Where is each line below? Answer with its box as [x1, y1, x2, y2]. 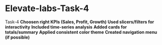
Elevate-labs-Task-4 [5, 3, 89, 14]
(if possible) [5, 34, 30, 40]
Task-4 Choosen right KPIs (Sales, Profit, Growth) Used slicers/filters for [5, 19, 154, 25]
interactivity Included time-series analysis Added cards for [5, 24, 127, 30]
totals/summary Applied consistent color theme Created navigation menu [5, 29, 158, 35]
